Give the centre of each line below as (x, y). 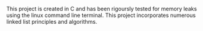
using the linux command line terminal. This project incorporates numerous (101, 15)
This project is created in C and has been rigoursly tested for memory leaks (102, 9)
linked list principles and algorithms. (52, 22)
